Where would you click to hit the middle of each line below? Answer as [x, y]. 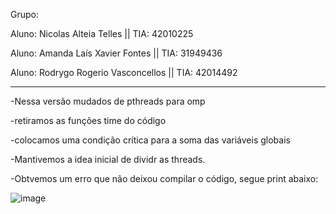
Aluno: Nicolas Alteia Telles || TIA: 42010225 [102, 33]
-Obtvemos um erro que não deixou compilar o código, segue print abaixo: [164, 178]
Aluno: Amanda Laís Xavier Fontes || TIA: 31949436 [116, 53]
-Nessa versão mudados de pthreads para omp [108, 101]
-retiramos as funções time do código [88, 120]
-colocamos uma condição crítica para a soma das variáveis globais [150, 140]
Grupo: [24, 14]
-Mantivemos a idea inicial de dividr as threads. [108, 159]
